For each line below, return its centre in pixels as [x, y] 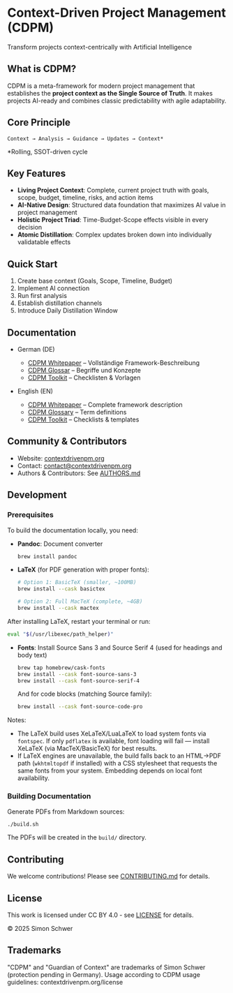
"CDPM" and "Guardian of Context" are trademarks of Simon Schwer [106, 967]
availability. [33, 778]
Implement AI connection [53, 288]
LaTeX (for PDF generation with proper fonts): [83, 569]
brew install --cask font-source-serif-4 [78, 681]
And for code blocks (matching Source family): [84, 694]
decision [30, 227]
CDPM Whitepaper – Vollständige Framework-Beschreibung [114, 363]
